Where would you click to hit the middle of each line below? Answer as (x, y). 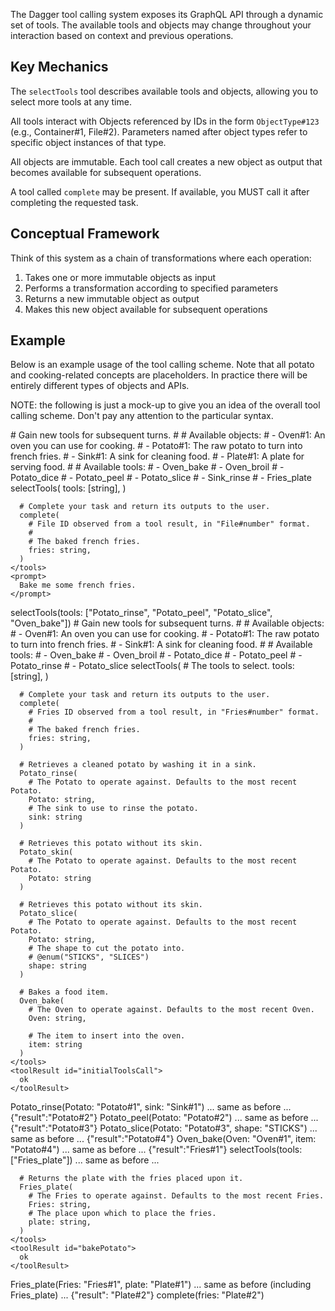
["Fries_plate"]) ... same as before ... (85, 1160)
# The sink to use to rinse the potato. (113, 809)
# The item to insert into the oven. (107, 1036)
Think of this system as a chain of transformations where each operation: (161, 258)
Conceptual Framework (85, 234)
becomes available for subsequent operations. (106, 172)
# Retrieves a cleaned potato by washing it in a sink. (138, 765)
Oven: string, (57, 1019)
